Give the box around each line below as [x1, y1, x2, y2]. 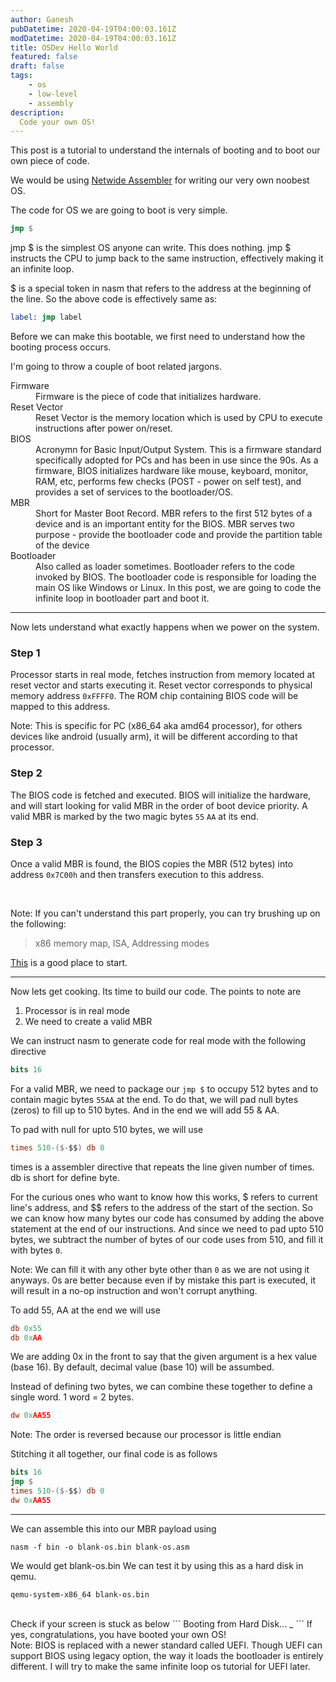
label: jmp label [10, 312, 83, 323]
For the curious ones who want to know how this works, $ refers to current [10, 1191, 318, 1203]
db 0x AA [10, 1332, 43, 1343]
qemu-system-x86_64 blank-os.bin [10, 1589, 150, 1600]
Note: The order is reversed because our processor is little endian [10, 1429, 282, 1441]
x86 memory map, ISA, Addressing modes [34, 937, 210, 949]
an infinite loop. [10, 263, 75, 275]
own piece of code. [10, 155, 90, 167]
